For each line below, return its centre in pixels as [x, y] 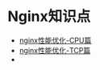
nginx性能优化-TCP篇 [55, 50]
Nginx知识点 [49, 16]
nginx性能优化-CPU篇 [55, 40]
